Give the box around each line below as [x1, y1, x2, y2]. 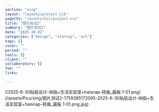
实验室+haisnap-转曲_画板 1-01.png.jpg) [9, 101, 89, 107]
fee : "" [5, 66, 21, 71]
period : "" [5, 48, 27, 53]
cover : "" [5, 43, 25, 48]
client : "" [5, 57, 27, 62]
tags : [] [5, 39, 23, 44]
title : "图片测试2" [5, 20, 42, 26]
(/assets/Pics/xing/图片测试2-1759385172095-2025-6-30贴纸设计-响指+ [5, 95, 150, 101]
